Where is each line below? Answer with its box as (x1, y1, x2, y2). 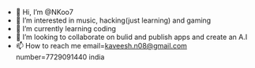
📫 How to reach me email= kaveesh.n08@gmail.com (15, 41, 188, 50)
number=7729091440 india (15, 52, 105, 62)
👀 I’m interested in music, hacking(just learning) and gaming (15, 16, 212, 25)
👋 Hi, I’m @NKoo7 (15, 8, 73, 16)
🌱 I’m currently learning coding (15, 24, 117, 33)
